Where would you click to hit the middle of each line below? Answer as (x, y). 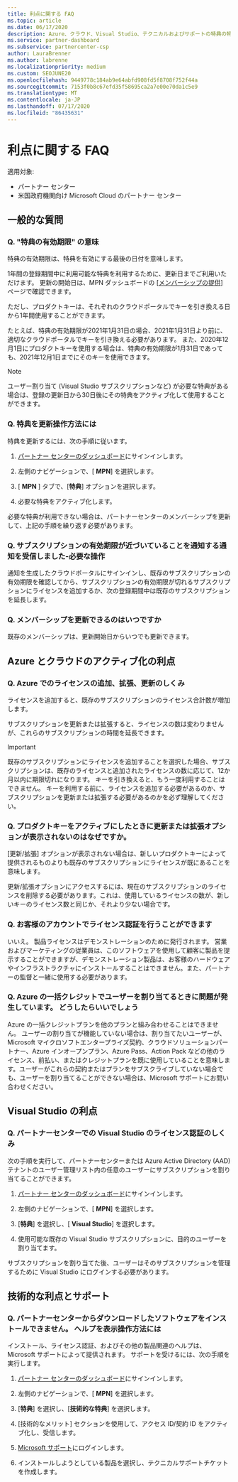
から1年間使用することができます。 (58, 315)
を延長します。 (29, 599)
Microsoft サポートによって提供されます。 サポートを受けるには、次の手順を (119, 1355)
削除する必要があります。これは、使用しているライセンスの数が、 (121, 895)
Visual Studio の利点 (52, 1111)
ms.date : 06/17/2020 (38, 27)
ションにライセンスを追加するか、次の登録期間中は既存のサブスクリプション (119, 590)
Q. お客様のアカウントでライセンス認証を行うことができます (110, 924)
